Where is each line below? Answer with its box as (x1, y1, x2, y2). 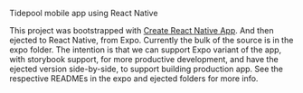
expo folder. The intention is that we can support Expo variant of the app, (9, 44, 282, 55)
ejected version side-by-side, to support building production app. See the (9, 63, 283, 74)
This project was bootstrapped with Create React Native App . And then (9, 25, 274, 35)
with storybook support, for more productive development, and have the (9, 54, 279, 64)
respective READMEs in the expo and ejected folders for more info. (9, 73, 259, 84)
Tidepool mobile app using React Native (9, 8, 158, 18)
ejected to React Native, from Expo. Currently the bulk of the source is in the (9, 35, 294, 45)
